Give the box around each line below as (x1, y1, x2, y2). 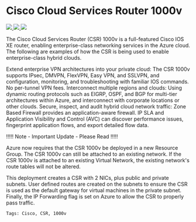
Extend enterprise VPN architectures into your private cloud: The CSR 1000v (6, 66, 190, 73)
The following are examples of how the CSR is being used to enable (6, 48, 169, 55)
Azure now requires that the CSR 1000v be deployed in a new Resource (6, 144, 178, 151)
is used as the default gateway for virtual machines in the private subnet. (6, 186, 182, 194)
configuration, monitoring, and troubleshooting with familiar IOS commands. (6, 78, 189, 85)
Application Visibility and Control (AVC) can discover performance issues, (6, 115, 184, 122)
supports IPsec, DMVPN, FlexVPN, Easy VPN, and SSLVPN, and (6, 71, 160, 78)
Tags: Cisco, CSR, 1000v (6, 210, 67, 216)
